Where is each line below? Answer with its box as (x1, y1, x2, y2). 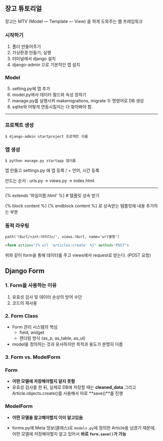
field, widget (19, 330, 45, 335)
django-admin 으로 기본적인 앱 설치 (12, 62, 81, 68)
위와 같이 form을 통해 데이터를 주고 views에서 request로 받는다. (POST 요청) (5, 252, 151, 258)
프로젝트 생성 (5, 122, 34, 128)
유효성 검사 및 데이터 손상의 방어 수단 (12, 294, 82, 299)
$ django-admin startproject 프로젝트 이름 (5, 134, 88, 139)
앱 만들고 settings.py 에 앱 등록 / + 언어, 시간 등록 (5, 168, 99, 173)
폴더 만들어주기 (12, 44, 41, 49)
